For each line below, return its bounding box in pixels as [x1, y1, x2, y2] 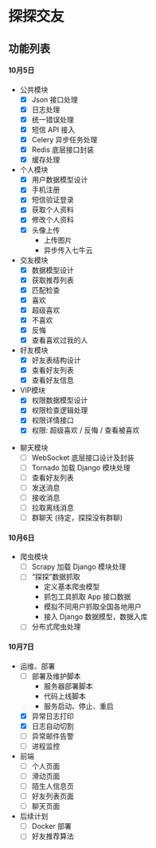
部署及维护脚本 [31, 671, 81, 681]
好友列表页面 [31, 791, 74, 801]
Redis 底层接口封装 [31, 145, 94, 154]
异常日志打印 [31, 711, 74, 721]
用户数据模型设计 [31, 175, 88, 185]
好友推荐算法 [31, 831, 74, 841]
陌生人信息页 [31, 782, 74, 790]
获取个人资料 [31, 205, 74, 214]
